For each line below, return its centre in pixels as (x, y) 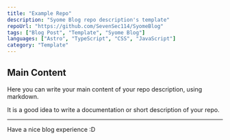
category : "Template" (38, 45)
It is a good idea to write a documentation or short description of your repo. (114, 109)
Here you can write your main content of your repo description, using (105, 89)
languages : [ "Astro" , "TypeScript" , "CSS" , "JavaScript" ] (91, 39)
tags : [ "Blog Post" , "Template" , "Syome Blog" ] (76, 32)
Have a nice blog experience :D (51, 129)
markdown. (23, 96)
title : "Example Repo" (39, 13)
